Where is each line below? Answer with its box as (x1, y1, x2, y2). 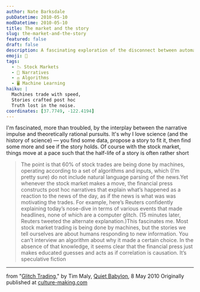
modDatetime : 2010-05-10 (6, 20, 68, 26)
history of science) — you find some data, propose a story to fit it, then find (6, 137, 191, 144)
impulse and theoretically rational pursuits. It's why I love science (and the (6, 131, 188, 138)
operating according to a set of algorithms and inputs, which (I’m (20, 167, 180, 174)
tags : (6, 58, 20, 64)
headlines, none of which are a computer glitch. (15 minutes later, (20, 211, 181, 218)
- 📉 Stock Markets (11, 64, 59, 70)
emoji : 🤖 (6, 53, 28, 59)
